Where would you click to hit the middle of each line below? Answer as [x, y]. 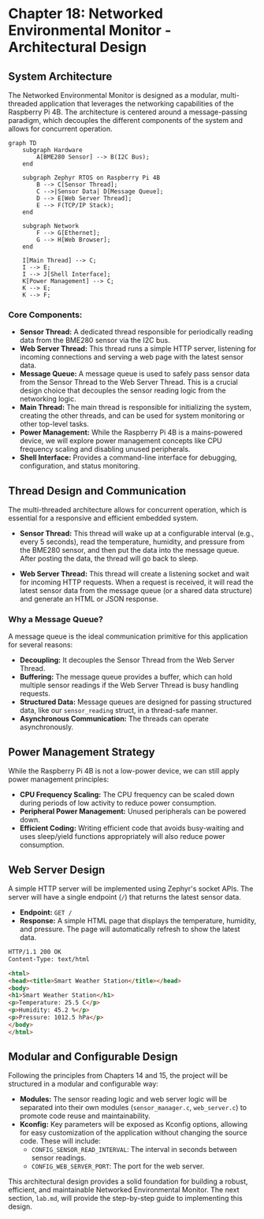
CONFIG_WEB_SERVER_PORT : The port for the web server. [118, 1166]
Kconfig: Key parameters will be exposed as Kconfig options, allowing [134, 1124]
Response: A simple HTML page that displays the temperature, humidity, [138, 921]
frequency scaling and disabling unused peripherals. [105, 449]
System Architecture [60, 76]
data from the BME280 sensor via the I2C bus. [95, 341]
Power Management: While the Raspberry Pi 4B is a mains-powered [131, 432]
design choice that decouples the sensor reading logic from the [123, 390]
